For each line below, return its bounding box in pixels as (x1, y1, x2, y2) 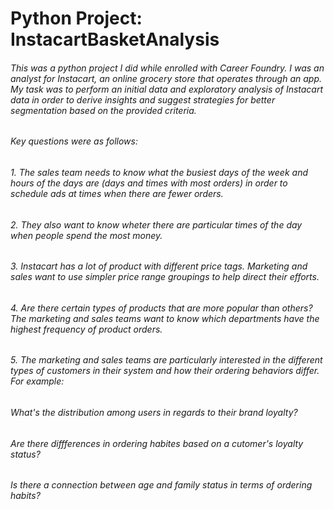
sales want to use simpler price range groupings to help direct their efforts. (10, 271, 320, 283)
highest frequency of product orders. (10, 323, 163, 335)
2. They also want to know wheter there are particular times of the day (10, 218, 303, 231)
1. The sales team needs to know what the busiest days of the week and (10, 167, 308, 178)
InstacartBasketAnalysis (10, 28, 220, 51)
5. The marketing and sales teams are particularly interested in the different (10, 354, 323, 366)
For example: (10, 375, 65, 387)
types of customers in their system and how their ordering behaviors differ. (10, 365, 320, 377)
